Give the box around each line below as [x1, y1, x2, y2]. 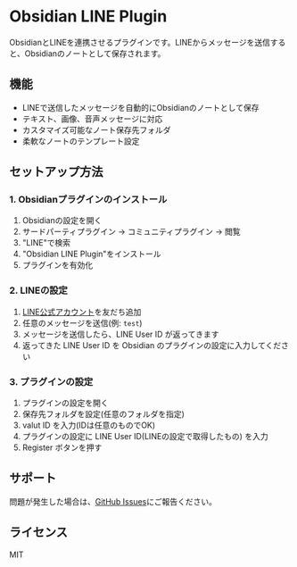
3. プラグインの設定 [9, 375, 94, 388]
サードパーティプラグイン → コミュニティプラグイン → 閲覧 [21, 226, 241, 238]
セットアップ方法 [9, 164, 103, 179]
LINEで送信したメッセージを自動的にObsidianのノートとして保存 [21, 102, 260, 113]
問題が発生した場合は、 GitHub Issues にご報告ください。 [9, 496, 217, 506]
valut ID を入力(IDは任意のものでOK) [21, 420, 156, 430]
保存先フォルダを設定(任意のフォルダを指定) [21, 409, 186, 420]
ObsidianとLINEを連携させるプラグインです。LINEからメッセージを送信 [9, 37, 270, 47]
